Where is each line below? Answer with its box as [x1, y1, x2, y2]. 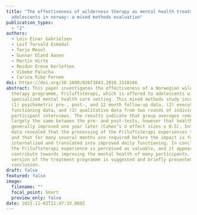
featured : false [6, 173, 46, 179]
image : [6, 178, 22, 184]
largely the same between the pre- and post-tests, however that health [11, 118, 193, 124]
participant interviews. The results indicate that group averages [11, 113, 180, 118]
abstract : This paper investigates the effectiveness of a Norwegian [6, 85, 180, 91]
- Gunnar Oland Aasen [11, 52, 64, 58]
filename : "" [11, 184, 43, 190]
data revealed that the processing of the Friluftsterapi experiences [11, 129, 188, 135]
